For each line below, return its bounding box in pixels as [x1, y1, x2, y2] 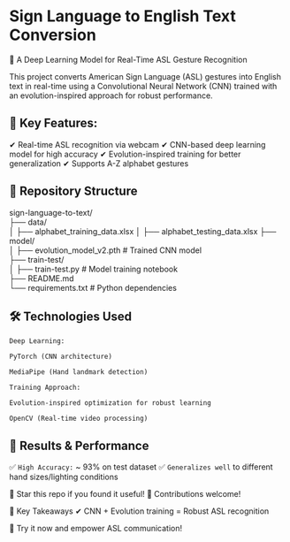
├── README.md [9, 272, 74, 284]
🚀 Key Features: [9, 116, 98, 131]
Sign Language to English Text [9, 6, 236, 27]
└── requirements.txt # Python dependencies [9, 282, 177, 293]
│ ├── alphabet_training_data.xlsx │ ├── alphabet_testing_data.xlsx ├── [9, 225, 277, 236]
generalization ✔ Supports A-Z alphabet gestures [9, 157, 189, 169]
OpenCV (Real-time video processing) [9, 414, 149, 424]
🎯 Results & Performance [9, 438, 149, 453]
